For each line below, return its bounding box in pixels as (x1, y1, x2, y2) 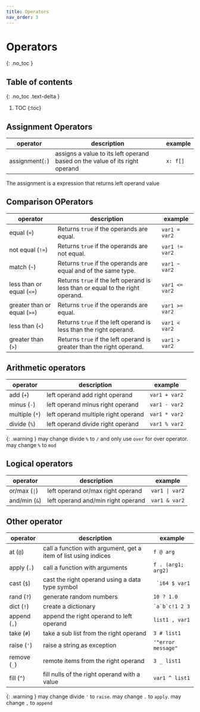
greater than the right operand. (57, 343, 144, 351)
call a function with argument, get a (43, 544, 142, 553)
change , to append (6, 699, 52, 707)
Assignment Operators (6, 122, 93, 132)
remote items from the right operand (43, 657, 145, 665)
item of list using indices (43, 551, 111, 560)
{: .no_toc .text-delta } (6, 93, 60, 100)
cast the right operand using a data (43, 575, 141, 584)
